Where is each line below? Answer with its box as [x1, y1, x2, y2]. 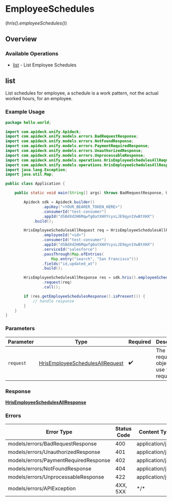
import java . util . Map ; [5, 172, 54, 177]
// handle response [32, 299, 74, 304]
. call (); [41, 285, 60, 290]
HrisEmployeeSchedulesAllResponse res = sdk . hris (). [24, 275, 139, 280]
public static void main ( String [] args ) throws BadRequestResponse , [14, 190, 164, 196]
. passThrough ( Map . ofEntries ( [41, 252, 104, 257]
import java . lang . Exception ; [5, 167, 68, 172]
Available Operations [5, 50, 59, 57]
